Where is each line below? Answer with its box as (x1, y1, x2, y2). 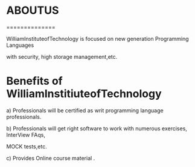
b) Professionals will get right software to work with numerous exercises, (6, 124, 187, 132)
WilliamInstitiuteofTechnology (6, 87, 162, 101)
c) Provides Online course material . (6, 154, 95, 162)
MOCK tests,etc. (6, 142, 47, 150)
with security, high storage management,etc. (6, 53, 118, 60)
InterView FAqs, (6, 131, 45, 138)
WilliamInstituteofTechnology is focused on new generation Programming (6, 35, 189, 42)
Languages (6, 41, 34, 49)
